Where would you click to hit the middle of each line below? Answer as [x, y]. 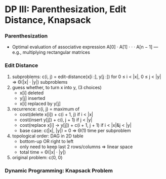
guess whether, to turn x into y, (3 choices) [57, 87]
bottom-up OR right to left [47, 141]
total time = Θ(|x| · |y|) [43, 152]
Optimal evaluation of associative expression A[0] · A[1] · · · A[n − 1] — [85, 47]
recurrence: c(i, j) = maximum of [46, 109]
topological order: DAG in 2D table [48, 136]
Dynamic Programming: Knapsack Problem [59, 170]
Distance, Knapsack [48, 20]
